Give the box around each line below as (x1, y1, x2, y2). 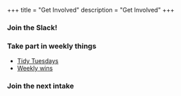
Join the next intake (7, 82, 74, 91)
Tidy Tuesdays (16, 57, 59, 65)
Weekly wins (16, 64, 53, 73)
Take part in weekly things (7, 41, 97, 51)
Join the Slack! (7, 23, 58, 32)
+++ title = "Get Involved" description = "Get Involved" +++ (7, 6, 175, 14)
